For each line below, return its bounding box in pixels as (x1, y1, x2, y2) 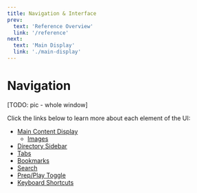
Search (16, 163, 38, 172)
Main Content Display (16, 127, 78, 135)
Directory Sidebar (16, 141, 67, 150)
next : (7, 36, 23, 43)
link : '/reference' (13, 29, 69, 36)
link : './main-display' (13, 49, 81, 56)
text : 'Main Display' (13, 42, 76, 49)
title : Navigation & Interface (7, 10, 97, 17)
